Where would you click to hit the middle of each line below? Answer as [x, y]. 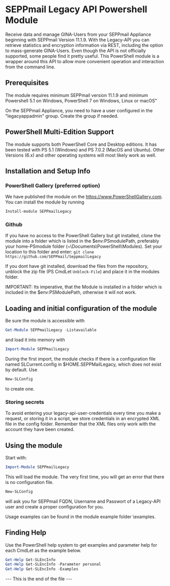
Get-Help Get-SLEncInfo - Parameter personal [53, 565]
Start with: [16, 457]
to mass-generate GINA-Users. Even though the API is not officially [76, 50]
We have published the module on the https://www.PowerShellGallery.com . [84, 197]
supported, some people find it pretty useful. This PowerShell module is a [82, 56]
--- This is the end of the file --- [39, 579]
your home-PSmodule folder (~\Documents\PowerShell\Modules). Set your [84, 246]
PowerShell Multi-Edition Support [60, 132]
